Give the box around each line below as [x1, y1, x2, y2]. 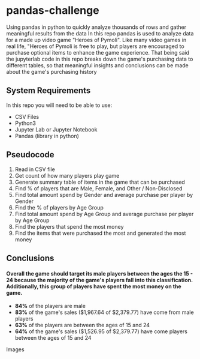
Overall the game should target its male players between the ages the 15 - [6, 270, 193, 277]
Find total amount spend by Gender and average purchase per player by [14, 191, 193, 198]
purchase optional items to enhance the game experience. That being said [6, 49, 190, 56]
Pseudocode [6, 149, 55, 160]
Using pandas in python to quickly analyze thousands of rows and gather [6, 23, 187, 31]
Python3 [14, 119, 36, 127]
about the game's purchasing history [6, 68, 97, 75]
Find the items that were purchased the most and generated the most [14, 229, 186, 237]
